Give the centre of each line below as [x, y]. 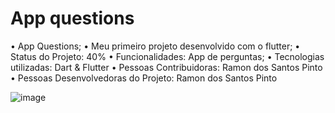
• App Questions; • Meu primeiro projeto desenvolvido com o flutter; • [155, 46]
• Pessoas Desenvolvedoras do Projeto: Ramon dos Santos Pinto [144, 78]
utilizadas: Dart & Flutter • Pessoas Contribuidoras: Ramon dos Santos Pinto [166, 67]
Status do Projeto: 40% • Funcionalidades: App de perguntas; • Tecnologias [167, 56]
